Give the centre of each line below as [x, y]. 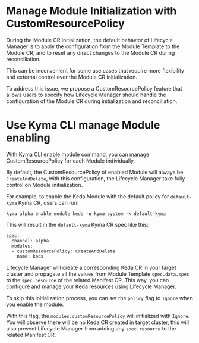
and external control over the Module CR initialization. [72, 77]
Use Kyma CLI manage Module [83, 125]
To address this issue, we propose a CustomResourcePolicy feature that [94, 88]
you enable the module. [35, 304]
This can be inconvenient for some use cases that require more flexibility [95, 70]
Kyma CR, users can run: [48, 202]
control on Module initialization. [45, 185]
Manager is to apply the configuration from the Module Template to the [93, 46]
